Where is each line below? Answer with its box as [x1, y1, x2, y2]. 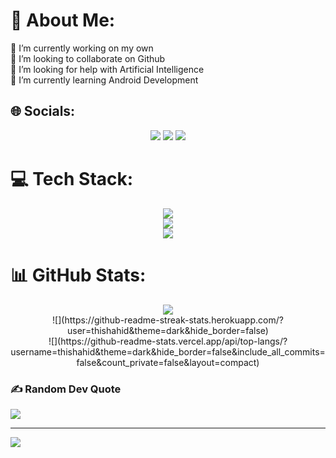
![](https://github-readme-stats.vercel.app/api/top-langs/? [48, 335, 288, 347]
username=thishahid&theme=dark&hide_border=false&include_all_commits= [10, 345, 326, 358]
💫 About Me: [10, 9, 116, 32]
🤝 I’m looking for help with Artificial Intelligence [10, 63, 205, 75]
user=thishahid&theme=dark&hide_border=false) [67, 324, 269, 336]
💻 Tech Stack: [10, 167, 134, 190]
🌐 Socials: [10, 103, 76, 120]
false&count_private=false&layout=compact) [76, 356, 260, 368]
